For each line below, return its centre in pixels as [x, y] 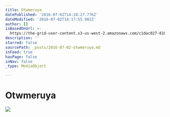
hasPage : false [21, 57]
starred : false [21, 43]
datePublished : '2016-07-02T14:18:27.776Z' [52, 15]
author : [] [17, 24]
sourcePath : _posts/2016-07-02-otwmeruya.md [53, 47]
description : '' [22, 38]
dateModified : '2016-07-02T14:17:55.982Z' [51, 19]
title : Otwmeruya [24, 10]
